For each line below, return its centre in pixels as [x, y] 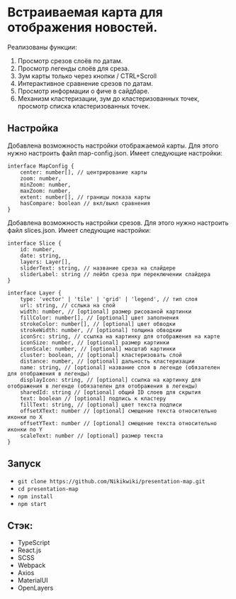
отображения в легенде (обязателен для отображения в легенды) [103, 386]
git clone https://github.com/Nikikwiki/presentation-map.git [111, 481]
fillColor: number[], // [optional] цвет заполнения [100, 318]
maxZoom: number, [46, 191]
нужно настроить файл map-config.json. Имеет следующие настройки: [115, 153]
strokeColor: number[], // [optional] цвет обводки [98, 324]
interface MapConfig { [41, 166]
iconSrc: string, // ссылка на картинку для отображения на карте [120, 336]
